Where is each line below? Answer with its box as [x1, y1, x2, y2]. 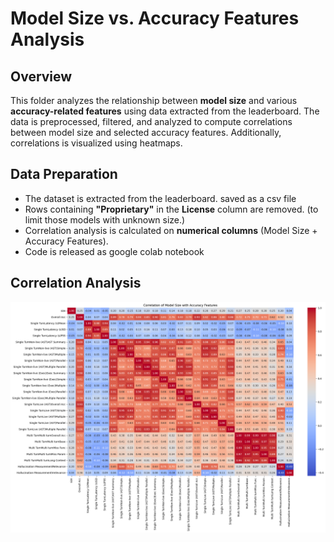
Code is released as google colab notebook [24, 245, 205, 257]
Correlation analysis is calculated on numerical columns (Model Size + [24, 224, 318, 236]
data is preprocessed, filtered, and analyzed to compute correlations [10, 116, 293, 127]
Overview [10, 68, 73, 85]
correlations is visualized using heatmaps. [10, 137, 183, 149]
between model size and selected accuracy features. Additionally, [10, 127, 282, 138]
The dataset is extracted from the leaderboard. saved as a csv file [24, 192, 297, 204]
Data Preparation [10, 166, 118, 183]
